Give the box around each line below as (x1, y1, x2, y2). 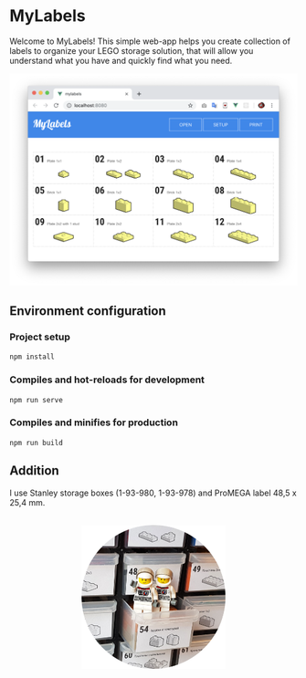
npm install (9, 352, 55, 361)
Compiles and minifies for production (9, 416, 178, 429)
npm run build (9, 438, 64, 447)
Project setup (9, 330, 70, 343)
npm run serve (9, 395, 64, 404)
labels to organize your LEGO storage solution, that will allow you (9, 45, 254, 56)
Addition (9, 463, 59, 479)
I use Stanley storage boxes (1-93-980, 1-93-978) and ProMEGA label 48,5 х (9, 487, 297, 498)
